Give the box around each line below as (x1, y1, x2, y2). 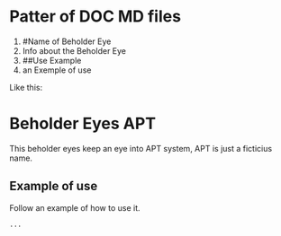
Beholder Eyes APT (9, 114, 156, 134)
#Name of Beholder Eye (22, 36, 112, 47)
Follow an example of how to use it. (9, 202, 141, 213)
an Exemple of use (22, 65, 92, 75)
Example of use (9, 179, 98, 194)
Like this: (9, 82, 43, 92)
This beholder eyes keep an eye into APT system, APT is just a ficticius (9, 143, 273, 153)
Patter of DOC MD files (9, 6, 182, 27)
